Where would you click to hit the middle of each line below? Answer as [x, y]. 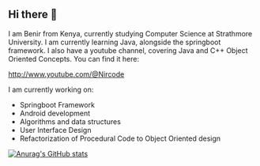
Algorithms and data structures [70, 121]
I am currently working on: [51, 89]
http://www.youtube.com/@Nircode [66, 74]
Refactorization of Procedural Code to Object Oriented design [120, 138]
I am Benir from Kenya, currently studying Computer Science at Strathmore [130, 33]
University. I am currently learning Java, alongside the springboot [115, 42]
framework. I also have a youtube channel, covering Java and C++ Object [128, 50]
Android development [55, 113]
